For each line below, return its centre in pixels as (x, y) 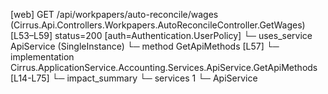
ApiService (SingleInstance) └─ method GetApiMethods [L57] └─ (145, 46)
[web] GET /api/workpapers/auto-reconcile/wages (114, 14)
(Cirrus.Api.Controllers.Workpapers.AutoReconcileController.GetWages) (158, 25)
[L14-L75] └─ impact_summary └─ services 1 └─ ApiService (134, 78)
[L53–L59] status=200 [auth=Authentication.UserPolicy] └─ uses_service (161, 35)
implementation (42, 57)
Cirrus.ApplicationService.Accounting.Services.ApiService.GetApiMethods (164, 67)
